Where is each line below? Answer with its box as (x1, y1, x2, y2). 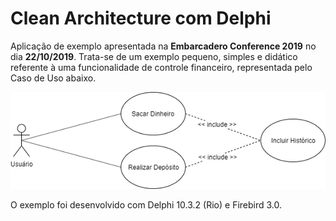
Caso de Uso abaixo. (10, 72, 97, 84)
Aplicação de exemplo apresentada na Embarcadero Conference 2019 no (10, 40, 317, 52)
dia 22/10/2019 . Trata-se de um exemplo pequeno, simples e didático (10, 50, 298, 62)
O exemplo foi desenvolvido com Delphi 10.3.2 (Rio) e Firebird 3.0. (10, 199, 283, 211)
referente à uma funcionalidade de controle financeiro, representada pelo (10, 61, 313, 73)
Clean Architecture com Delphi (10, 7, 272, 30)
